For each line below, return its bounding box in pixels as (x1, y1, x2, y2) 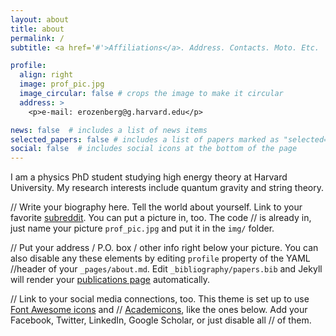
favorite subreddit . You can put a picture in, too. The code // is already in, (10, 212, 312, 224)
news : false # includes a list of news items (10, 125, 208, 135)
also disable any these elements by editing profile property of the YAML (10, 252, 311, 265)
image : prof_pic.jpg (19, 79, 105, 90)
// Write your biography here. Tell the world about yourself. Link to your (10, 201, 303, 213)
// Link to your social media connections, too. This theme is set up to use (10, 293, 310, 305)
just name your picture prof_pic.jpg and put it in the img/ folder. (10, 222, 275, 235)
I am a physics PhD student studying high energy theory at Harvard (10, 171, 288, 183)
